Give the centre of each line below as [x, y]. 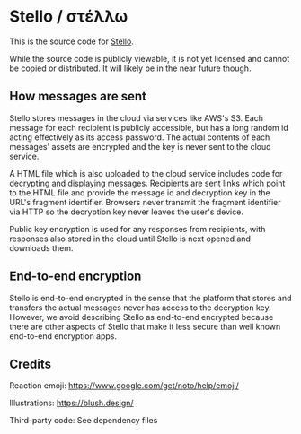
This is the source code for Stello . [72, 41]
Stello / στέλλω [69, 17]
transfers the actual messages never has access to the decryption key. [140, 308]
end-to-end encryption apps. [63, 336]
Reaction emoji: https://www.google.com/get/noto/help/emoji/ [124, 386]
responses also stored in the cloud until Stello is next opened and [130, 239]
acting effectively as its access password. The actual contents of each [140, 137]
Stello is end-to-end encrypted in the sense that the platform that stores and [150, 298]
